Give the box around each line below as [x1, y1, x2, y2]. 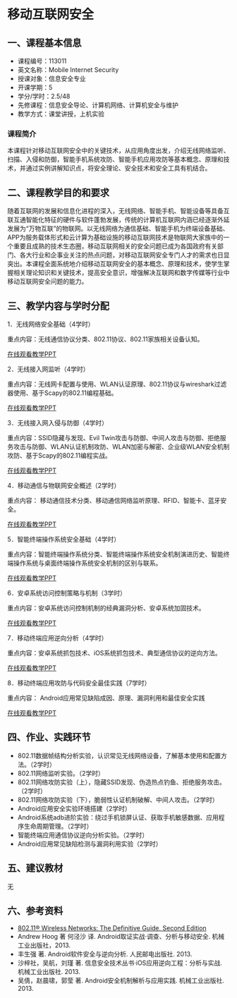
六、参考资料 [7, 904, 63, 917]
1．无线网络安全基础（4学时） [7, 320, 95, 328]
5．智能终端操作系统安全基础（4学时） [7, 535, 121, 543]
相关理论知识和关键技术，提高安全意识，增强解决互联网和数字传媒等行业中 [13, 269, 230, 277]
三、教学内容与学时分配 [7, 300, 109, 312]
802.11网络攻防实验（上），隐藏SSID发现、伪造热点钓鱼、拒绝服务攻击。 [17, 777, 226, 786]
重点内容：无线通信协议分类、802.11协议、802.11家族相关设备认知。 [7, 334, 204, 343]
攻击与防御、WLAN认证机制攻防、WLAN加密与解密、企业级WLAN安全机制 [13, 442, 230, 451]
